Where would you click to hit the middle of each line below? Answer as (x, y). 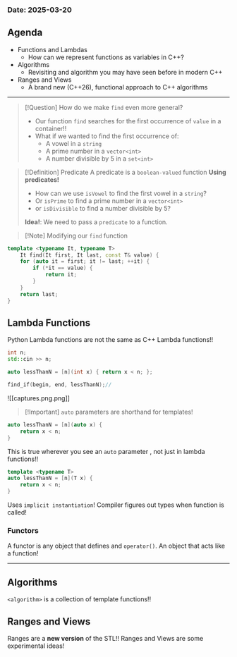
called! (17, 512)
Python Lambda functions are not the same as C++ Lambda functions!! (110, 340)
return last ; (39, 294)
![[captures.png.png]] (39, 398)
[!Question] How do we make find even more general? (104, 107)
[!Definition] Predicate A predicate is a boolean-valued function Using (126, 172)
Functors (23, 530)
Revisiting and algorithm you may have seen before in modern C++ (125, 72)
